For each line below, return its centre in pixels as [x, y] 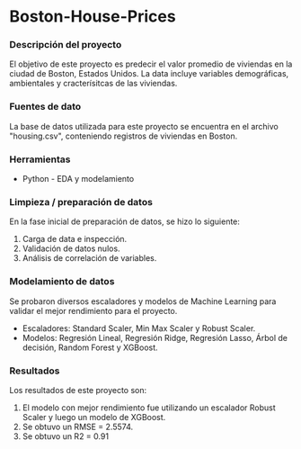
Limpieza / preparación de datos [81, 202]
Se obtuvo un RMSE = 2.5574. [78, 427]
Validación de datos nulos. [71, 248]
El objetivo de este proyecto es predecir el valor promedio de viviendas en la [151, 64]
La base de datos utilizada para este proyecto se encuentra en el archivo [144, 126]
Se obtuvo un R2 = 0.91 [66, 436]
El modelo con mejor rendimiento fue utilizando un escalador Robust [149, 408]
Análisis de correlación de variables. [89, 258]
